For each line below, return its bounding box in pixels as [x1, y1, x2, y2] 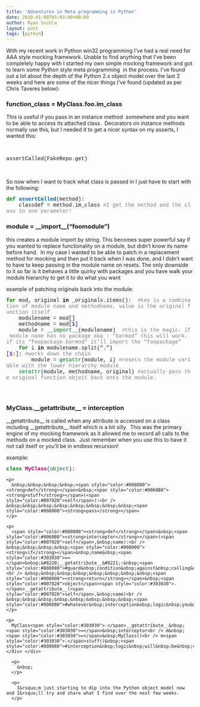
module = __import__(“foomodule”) [6, 223, 110, 231]
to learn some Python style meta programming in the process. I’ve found [6, 66, 186, 73]
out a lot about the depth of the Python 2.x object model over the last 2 [6, 73, 180, 80]
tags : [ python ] [6, 31, 44, 37]
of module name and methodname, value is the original [21, 303, 185, 309]
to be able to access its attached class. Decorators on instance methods [6, 120, 185, 127]
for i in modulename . [18, 345, 82, 351]
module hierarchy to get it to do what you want [6, 274, 121, 281]
